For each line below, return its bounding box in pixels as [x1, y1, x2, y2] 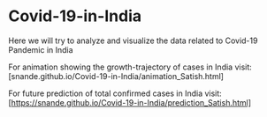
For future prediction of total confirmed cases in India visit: [8, 88, 222, 99]
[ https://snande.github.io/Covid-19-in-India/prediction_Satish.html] [8, 97, 252, 107]
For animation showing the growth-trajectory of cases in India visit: [8, 62, 253, 72]
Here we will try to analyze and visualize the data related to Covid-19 [8, 35, 258, 46]
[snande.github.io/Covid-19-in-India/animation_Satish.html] [8, 70, 225, 81]
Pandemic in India [8, 44, 73, 55]
